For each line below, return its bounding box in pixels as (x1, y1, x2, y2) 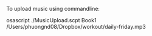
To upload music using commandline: (6, 5, 100, 12)
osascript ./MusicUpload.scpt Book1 (6, 17, 97, 23)
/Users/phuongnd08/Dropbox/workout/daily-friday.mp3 (6, 23, 146, 30)
